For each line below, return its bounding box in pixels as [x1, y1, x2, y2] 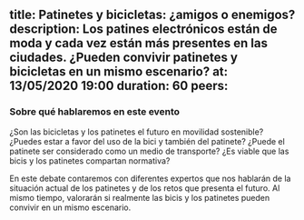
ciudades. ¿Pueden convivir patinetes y [9, 50, 239, 65]
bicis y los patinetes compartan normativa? [9, 155, 171, 166]
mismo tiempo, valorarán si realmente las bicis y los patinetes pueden [9, 192, 270, 203]
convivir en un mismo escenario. [9, 202, 132, 213]
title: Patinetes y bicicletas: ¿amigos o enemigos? [9, 7, 296, 23]
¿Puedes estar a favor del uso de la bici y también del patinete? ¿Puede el [9, 135, 286, 146]
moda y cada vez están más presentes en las [9, 35, 268, 51]
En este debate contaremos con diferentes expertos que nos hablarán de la [9, 173, 291, 184]
